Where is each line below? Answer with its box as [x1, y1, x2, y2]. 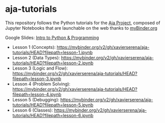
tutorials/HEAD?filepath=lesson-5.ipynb [12, 102, 94, 108]
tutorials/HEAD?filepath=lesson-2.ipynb [12, 60, 94, 66]
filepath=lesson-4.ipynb [12, 91, 62, 97]
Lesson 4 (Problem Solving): [12, 81, 71, 87]
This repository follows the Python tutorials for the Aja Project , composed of [5, 20, 161, 26]
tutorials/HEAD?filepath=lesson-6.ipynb [12, 112, 94, 118]
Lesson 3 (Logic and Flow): [12, 65, 68, 71]
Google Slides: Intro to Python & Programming [5, 35, 99, 41]
